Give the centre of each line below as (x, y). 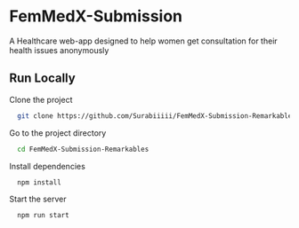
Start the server (38, 199)
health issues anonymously (59, 50)
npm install (40, 182)
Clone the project (41, 99)
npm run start (43, 216)
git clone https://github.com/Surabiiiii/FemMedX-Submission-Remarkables (157, 116)
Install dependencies (48, 166)
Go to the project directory (58, 133)
